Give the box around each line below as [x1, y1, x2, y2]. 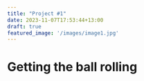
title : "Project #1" [7, 10, 67, 17]
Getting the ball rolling [7, 60, 138, 75]
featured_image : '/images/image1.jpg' [7, 29, 119, 37]
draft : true [7, 23, 42, 30]
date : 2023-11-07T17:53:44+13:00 [7, 17, 104, 24]
